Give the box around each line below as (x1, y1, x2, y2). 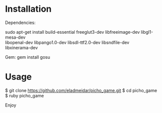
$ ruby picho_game (5, 92, 44, 98)
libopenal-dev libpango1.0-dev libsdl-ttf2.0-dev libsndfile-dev (5, 39, 130, 45)
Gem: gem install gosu (5, 54, 50, 60)
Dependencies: (5, 20, 36, 25)
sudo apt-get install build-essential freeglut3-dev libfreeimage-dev (5, 29, 140, 35)
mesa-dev (5, 34, 26, 40)
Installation (5, 3, 52, 15)
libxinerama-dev (5, 45, 38, 50)
